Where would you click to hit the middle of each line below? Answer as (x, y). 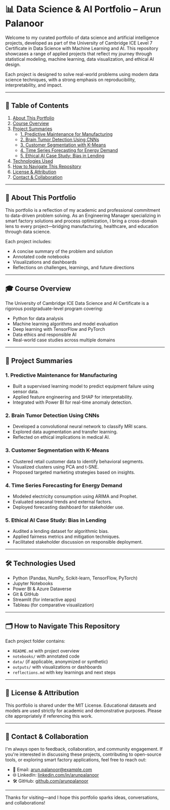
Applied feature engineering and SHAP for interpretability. (73, 397)
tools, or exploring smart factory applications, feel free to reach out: (76, 759)
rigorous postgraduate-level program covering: (54, 308)
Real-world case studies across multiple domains (64, 340)
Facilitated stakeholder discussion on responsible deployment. (78, 542)
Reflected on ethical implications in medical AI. (61, 437)
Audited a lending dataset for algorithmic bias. (61, 531)
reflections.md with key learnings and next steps (64, 672)
